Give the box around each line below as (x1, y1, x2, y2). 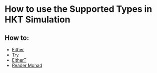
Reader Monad (11, 63, 43, 68)
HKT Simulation (4, 14, 70, 25)
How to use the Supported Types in (4, 3, 152, 15)
